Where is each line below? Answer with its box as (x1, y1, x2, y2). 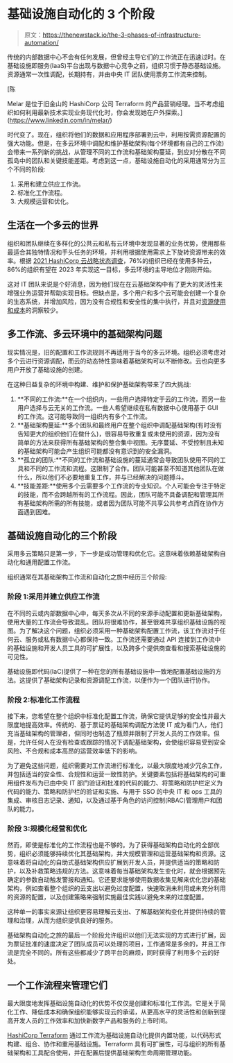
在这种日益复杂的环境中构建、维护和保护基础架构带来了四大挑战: (7, 380, 192, 389)
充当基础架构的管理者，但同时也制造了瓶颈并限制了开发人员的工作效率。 (7, 729, 214, 738)
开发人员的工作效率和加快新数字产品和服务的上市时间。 (12, 1017, 171, 1025)
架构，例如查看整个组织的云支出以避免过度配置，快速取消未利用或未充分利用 (7, 884, 226, 892)
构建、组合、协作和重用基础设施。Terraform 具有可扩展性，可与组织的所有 (7, 1040, 220, 1048)
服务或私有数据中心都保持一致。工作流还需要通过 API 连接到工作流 (25, 635, 215, 643)
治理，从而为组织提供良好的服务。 (19, 917, 116, 925)
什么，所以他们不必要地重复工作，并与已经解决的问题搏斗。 (17, 473, 188, 481)
